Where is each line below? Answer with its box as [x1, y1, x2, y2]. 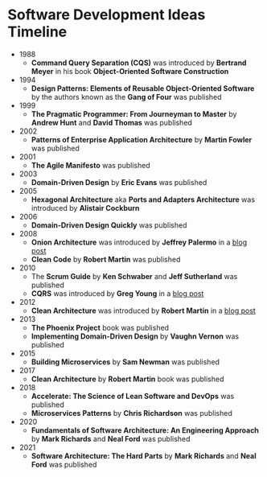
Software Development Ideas [7, 6, 206, 24]
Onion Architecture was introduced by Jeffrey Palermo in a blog [31, 237, 247, 247]
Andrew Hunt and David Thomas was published [31, 117, 192, 127]
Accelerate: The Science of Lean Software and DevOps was [31, 391, 235, 401]
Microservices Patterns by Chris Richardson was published [31, 408, 232, 417]
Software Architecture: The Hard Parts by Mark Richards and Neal [31, 450, 257, 460]
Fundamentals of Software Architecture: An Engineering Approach [31, 425, 259, 435]
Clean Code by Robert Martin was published [31, 254, 181, 264]
